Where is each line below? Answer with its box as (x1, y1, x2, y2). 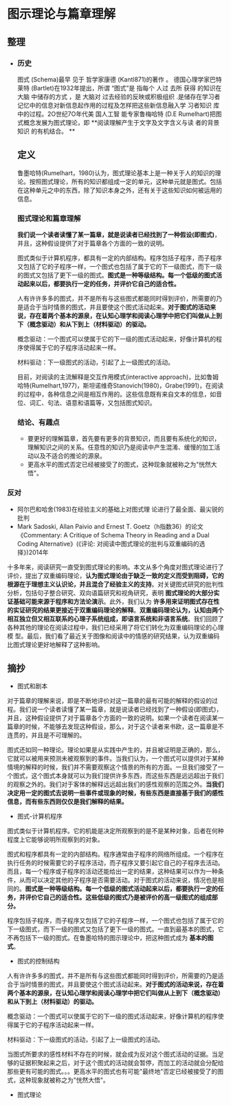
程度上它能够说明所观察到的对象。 (7, 835, 104, 844)
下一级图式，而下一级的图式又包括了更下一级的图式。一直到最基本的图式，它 (7, 925, 224, 933)
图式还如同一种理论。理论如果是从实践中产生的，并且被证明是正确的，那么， (7, 746, 224, 754)
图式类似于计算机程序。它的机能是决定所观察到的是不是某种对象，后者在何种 (7, 827, 224, 835)
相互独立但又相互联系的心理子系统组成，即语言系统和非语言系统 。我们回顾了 (7, 615, 224, 623)
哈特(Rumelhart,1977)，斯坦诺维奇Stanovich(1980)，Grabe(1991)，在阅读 (16, 381, 224, 390)
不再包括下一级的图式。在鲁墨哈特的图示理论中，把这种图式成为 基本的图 (7, 934, 214, 942)
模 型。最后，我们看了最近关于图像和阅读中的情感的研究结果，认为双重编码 (7, 632, 220, 640)
